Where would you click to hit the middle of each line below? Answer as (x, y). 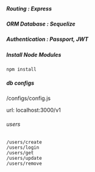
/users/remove (24, 164)
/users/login (23, 148)
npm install (21, 70)
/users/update (24, 159)
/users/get (20, 153)
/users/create (24, 142)
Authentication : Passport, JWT (47, 39)
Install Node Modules (34, 54)
